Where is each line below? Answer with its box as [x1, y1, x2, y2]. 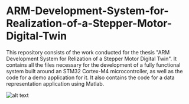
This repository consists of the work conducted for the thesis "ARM [6, 48, 170, 56]
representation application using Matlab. [6, 80, 105, 87]
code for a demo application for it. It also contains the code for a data [6, 74, 175, 81]
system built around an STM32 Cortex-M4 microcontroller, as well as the [6, 67, 183, 74]
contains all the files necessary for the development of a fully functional [6, 61, 181, 69]
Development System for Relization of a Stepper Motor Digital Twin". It [6, 55, 177, 62]
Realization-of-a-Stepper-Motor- [6, 17, 172, 30]
